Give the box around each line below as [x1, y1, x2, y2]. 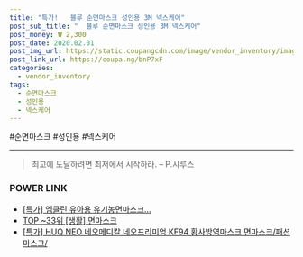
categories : [9, 64, 54, 73]
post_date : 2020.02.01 [9, 38, 95, 48]
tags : [9, 80, 30, 89]
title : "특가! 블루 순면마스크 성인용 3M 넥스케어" [9, 13, 186, 23]
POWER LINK [9, 182, 68, 195]
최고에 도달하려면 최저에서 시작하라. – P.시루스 [31, 159, 195, 170]
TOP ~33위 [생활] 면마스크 [22, 215, 117, 225]
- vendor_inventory [17, 72, 91, 81]
